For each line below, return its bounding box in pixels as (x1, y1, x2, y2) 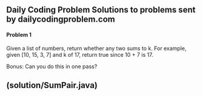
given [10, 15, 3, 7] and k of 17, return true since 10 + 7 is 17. (6, 51, 153, 58)
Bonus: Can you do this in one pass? (6, 63, 98, 70)
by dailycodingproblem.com (6, 14, 115, 25)
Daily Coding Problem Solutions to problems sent (6, 5, 196, 15)
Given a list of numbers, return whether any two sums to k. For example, (6, 45, 187, 52)
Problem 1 (6, 31, 32, 38)
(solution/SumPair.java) (6, 80, 98, 90)
